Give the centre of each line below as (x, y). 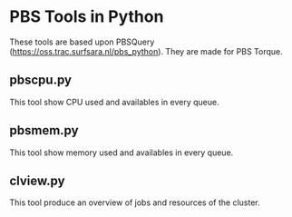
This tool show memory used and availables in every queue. (122, 153)
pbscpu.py (41, 80)
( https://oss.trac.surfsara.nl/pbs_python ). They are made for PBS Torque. (146, 51)
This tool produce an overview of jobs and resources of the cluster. (135, 202)
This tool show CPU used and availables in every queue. (114, 102)
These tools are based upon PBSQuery (82, 42)
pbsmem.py (44, 130)
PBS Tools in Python (87, 17)
